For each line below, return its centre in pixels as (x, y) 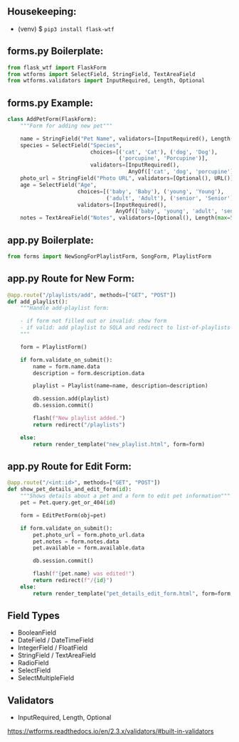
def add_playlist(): (38, 301)
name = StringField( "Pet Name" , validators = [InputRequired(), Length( (127, 139)
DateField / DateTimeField (55, 640)
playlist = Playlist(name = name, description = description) (121, 386)
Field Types (34, 616)
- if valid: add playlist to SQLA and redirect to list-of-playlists (126, 328)
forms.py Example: (51, 103)
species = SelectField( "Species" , (71, 145)
